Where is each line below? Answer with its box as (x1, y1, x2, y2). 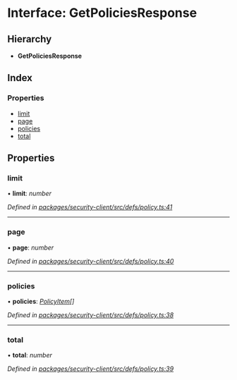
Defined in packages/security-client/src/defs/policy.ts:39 (7, 364, 174, 373)
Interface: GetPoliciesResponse (7, 5, 197, 21)
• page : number (7, 243, 54, 252)
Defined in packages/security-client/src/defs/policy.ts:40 (7, 257, 174, 265)
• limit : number (7, 189, 51, 198)
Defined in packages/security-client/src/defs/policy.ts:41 (7, 203, 173, 212)
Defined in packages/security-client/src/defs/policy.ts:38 (7, 310, 174, 319)
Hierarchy (7, 33, 52, 45)
